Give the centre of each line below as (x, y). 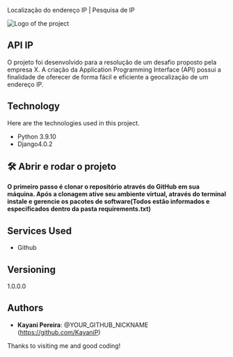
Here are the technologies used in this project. (74, 123)
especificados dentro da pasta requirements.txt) (79, 209)
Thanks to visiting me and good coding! (64, 346)
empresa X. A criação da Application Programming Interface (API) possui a (114, 70)
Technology (34, 106)
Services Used (39, 231)
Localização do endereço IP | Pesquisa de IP (71, 10)
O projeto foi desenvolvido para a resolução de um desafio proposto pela (112, 62)
